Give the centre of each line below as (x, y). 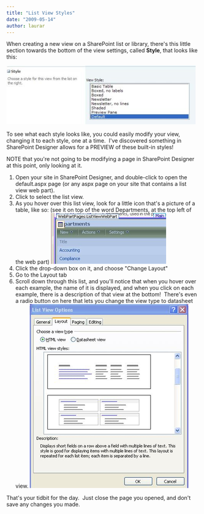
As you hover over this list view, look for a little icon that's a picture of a (105, 203)
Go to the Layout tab (41, 275)
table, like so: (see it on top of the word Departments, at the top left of (103, 210)
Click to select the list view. (50, 197)
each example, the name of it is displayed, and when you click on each (104, 288)
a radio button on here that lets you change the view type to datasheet (104, 301)
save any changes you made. (43, 504)
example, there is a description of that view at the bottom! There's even (106, 294)
